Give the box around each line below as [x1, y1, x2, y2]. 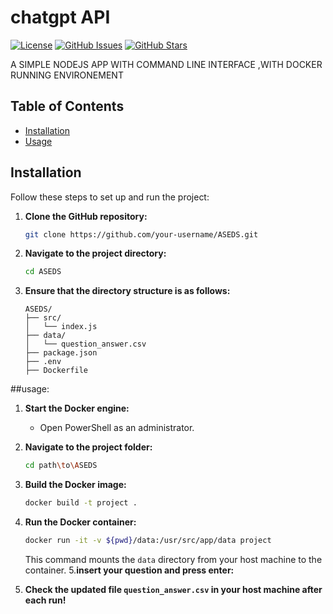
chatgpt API [10, 6, 111, 29]
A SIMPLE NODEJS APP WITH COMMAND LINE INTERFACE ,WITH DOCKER [10, 58, 323, 70]
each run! [24, 594, 67, 606]
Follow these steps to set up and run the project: [10, 191, 210, 203]
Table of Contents [10, 98, 125, 115]
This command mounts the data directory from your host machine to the [24, 553, 323, 565]
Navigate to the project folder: [24, 441, 153, 453]
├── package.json [24, 348, 98, 358]
